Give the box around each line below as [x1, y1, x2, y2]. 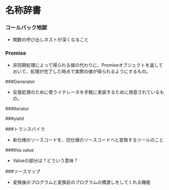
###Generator [5, 78, 35, 85]
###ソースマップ [5, 168, 41, 174]
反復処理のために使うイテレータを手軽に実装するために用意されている [12, 89, 160, 95]
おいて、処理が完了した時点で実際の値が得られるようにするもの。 [12, 68, 151, 74]
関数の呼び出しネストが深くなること [12, 37, 89, 43]
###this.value [5, 147, 34, 153]
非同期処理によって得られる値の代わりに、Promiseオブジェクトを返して [12, 62, 163, 68]
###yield [5, 115, 24, 121]
